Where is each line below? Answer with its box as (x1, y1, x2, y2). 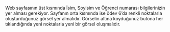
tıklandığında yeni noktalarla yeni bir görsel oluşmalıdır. (5, 21, 121, 27)
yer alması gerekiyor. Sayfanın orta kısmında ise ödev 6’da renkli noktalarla (5, 10, 162, 16)
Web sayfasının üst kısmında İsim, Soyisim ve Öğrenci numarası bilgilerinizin (5, 5, 165, 11)
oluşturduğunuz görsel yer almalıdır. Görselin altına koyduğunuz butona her (5, 16, 163, 21)
